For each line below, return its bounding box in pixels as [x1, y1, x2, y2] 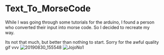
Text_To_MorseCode [5, 3, 91, 14]
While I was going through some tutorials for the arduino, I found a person [5, 19, 155, 25]
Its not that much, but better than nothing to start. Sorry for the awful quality [5, 39, 159, 45]
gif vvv [5, 44, 19, 50]
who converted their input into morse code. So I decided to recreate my [5, 24, 150, 30]
